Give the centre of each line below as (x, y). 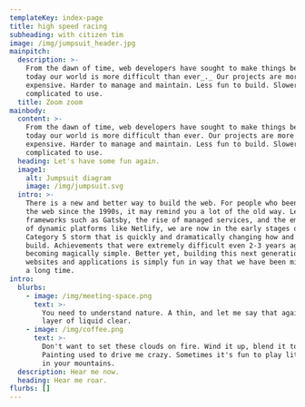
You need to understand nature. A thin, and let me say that (160, 313)
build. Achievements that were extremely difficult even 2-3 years (156, 246)
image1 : (32, 170)
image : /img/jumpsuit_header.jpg (73, 43)
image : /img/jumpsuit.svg (75, 187)
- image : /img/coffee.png (75, 330)
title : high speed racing (58, 26)
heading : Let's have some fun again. (89, 161)
